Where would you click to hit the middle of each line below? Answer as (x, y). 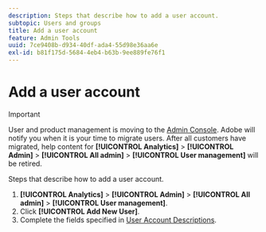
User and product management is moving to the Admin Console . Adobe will (132, 129)
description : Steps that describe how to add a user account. (113, 16)
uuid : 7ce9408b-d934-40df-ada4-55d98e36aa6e (83, 45)
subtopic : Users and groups (55, 23)
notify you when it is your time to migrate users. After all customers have (127, 138)
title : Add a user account (53, 30)
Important (24, 114)
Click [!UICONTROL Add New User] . (80, 211)
